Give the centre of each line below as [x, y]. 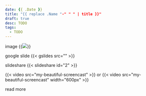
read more [15, 89]
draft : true [17, 18]
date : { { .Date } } [24, 9]
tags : [10, 28]
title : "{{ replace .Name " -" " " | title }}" [53, 14]
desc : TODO [16, 23]
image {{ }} [18, 46]
